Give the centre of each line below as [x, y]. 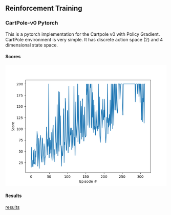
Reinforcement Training [44, 8]
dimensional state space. [31, 45]
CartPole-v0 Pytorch [32, 23]
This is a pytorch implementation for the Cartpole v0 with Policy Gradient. [83, 34]
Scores [13, 57]
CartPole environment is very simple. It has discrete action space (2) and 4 [84, 39]
